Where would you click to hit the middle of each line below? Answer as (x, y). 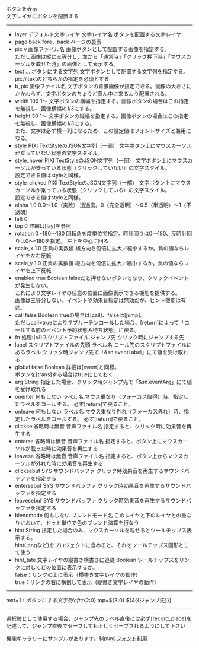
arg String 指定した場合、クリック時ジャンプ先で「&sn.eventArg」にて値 (103, 382)
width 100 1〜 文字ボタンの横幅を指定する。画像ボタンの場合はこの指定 (102, 101)
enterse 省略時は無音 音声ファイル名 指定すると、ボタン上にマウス (96, 441)
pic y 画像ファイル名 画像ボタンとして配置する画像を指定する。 (92, 49)
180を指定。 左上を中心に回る (73, 241)
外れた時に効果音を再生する (69, 463)
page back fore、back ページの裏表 (58, 42)
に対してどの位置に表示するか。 (59, 567)
